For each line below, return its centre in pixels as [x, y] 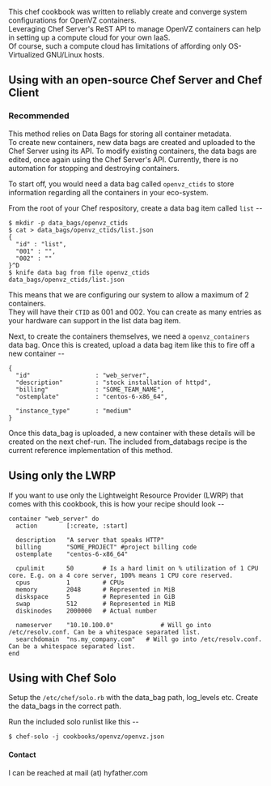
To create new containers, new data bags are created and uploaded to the [132, 142]
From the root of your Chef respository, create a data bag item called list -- [135, 208]
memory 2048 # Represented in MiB [95, 589]
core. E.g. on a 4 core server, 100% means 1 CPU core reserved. [121, 575]
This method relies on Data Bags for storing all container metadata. [120, 134]
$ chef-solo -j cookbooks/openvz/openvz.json [86, 737]
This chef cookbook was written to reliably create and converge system [128, 12]
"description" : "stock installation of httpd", [114, 382]
